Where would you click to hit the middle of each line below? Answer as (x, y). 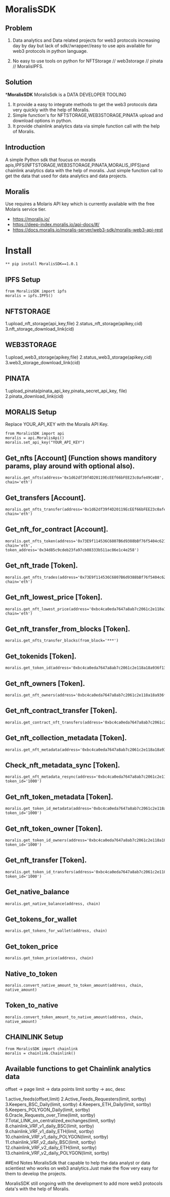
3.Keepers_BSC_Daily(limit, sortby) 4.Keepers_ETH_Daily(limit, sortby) (78, 1104)
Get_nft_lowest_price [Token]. (54, 597)
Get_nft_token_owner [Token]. (54, 828)
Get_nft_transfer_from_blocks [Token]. (68, 629)
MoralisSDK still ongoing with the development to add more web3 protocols (84, 1183)
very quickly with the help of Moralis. (51, 110)
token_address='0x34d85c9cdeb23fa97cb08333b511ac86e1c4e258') (72, 550)
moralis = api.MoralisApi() (35, 438)
